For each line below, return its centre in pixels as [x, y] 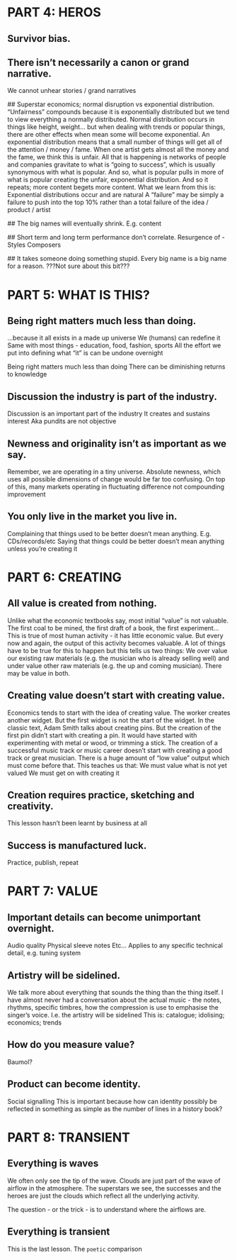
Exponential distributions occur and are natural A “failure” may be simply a [116, 195]
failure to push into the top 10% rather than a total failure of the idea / [108, 202]
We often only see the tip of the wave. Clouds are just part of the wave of [114, 1181]
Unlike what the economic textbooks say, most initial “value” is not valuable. [118, 620]
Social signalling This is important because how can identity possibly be [112, 1101]
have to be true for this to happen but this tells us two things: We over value [117, 650]
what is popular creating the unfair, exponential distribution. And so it [108, 180]
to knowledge [27, 374]
